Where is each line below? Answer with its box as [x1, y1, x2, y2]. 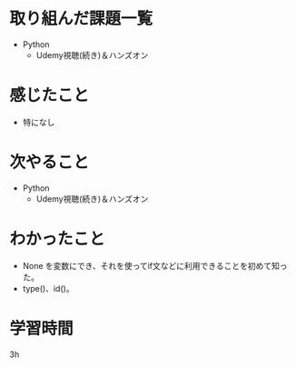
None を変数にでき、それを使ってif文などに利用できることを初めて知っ [22, 260, 288, 271]
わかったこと [9, 229, 106, 249]
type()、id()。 [22, 283, 74, 293]
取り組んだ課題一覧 [9, 8, 153, 29]
